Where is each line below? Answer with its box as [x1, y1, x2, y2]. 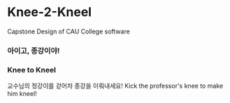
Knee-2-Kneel [7, 4, 92, 20]
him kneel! [7, 90, 37, 98]
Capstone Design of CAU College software [7, 27, 131, 35]
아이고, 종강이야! [7, 46, 60, 56]
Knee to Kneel [7, 65, 56, 74]
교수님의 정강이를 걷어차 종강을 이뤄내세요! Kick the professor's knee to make [7, 81, 224, 90]
